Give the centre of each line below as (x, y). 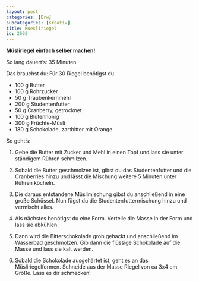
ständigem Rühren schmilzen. (51, 159)
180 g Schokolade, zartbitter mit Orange (64, 130)
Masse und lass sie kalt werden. (54, 249)
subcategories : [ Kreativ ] (38, 23)
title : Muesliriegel (32, 28)
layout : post (22, 12)
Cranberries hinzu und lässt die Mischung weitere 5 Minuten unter (96, 176)
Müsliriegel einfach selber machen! (51, 50)
